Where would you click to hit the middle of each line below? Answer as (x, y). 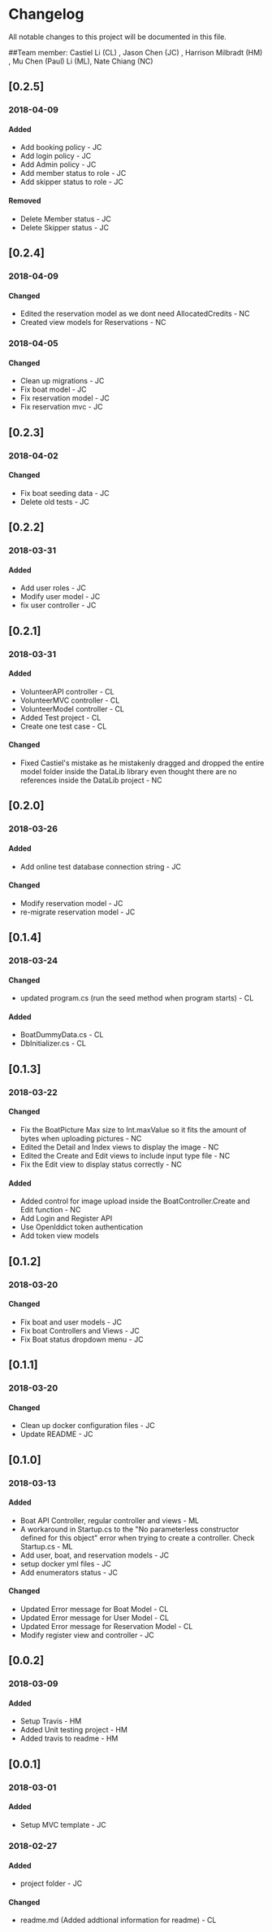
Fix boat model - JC (53, 390)
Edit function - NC (50, 1210)
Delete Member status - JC (65, 219)
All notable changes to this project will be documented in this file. (118, 37)
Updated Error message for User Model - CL (94, 1618)
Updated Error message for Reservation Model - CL (106, 1626)
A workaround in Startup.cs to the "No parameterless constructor (130, 1529)
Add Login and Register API (66, 1219)
